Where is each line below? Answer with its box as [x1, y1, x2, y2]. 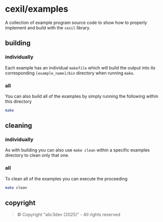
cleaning [5, 121, 33, 130]
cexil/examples [5, 3, 68, 15]
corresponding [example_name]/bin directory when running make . [5, 70, 135, 76]
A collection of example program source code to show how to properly [5, 20, 147, 25]
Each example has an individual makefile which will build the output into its [5, 65, 156, 70]
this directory [5, 98, 32, 104]
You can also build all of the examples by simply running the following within [5, 93, 159, 99]
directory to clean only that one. [5, 153, 69, 158]
